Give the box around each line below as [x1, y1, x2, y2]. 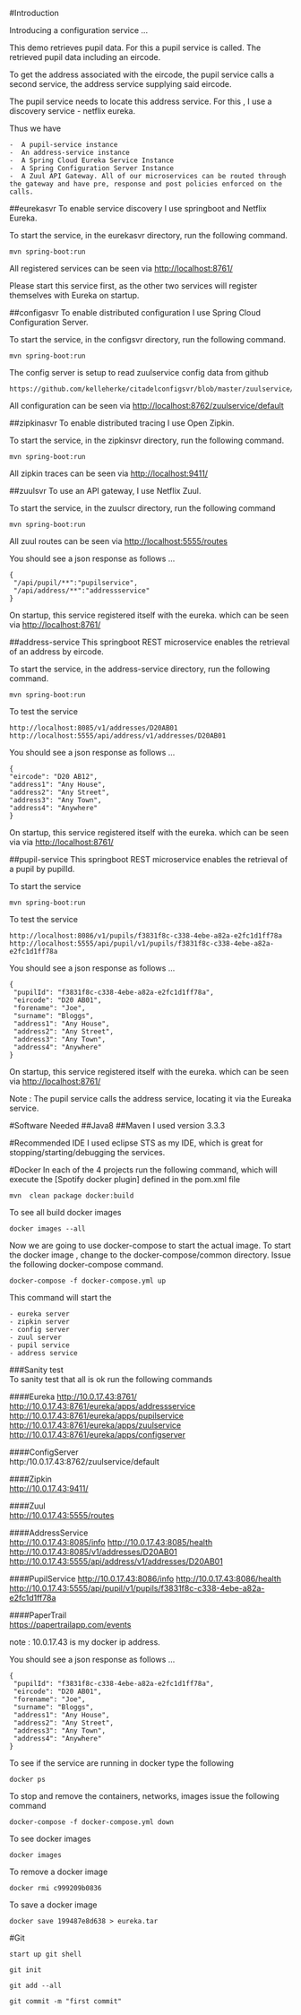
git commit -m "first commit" [9, 1997, 123, 2006]
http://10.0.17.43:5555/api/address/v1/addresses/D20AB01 [9, 1556, 224, 1567]
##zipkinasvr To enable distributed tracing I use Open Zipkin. [9, 418, 235, 428]
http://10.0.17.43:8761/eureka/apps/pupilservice [9, 1411, 185, 1421]
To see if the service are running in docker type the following [9, 1758, 235, 1769]
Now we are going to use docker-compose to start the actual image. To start [9, 1241, 291, 1250]
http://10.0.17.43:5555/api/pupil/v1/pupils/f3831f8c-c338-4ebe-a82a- [9, 1583, 265, 1594]
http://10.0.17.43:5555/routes [9, 1510, 115, 1520]
